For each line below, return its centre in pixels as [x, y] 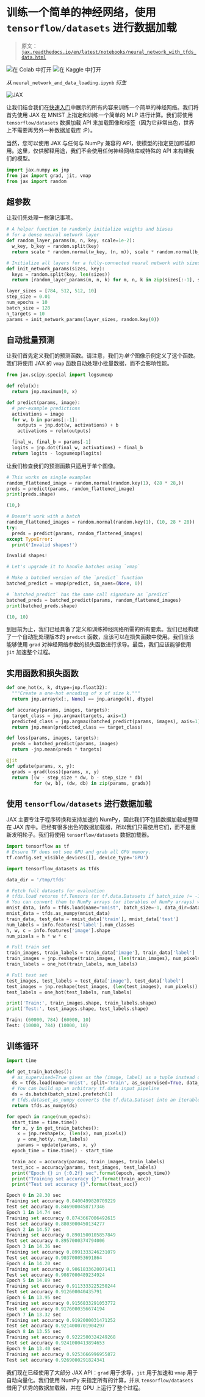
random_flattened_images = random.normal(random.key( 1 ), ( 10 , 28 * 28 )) [101, 522]
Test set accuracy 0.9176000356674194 [56, 1309]
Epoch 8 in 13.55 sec [34, 1332]
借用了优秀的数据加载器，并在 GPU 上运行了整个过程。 [75, 1388]
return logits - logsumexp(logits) [57, 453]
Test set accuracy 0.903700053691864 [54, 1258]
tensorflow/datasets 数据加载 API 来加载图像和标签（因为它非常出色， [95, 122]
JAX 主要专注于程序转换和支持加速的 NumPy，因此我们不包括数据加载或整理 [102, 820]
